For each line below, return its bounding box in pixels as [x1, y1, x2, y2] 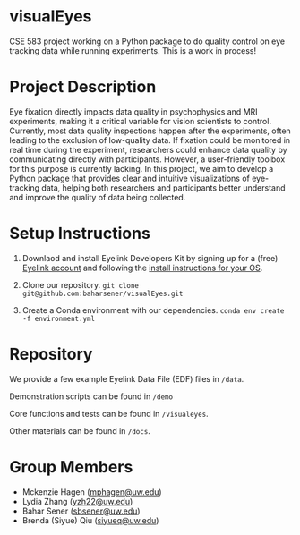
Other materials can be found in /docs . [9, 425, 150, 436]
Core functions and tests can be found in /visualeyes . [9, 408, 209, 419]
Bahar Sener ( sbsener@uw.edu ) [21, 505, 141, 516]
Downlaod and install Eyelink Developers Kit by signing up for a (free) [21, 252, 279, 263]
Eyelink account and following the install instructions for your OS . [21, 262, 263, 273]
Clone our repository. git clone [21, 279, 139, 290]
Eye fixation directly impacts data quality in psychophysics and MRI [9, 106, 258, 117]
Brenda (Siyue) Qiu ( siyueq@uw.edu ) [21, 514, 159, 525]
